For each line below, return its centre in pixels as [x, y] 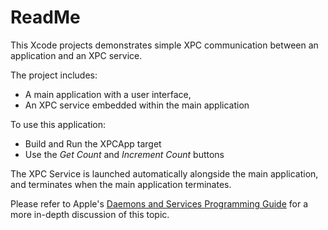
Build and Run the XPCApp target [93, 143]
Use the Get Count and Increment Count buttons [124, 154]
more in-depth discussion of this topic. [90, 214]
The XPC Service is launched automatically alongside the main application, [164, 173]
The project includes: [54, 75]
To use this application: [58, 124]
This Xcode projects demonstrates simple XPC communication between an [164, 45]
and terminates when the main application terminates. [121, 184]
